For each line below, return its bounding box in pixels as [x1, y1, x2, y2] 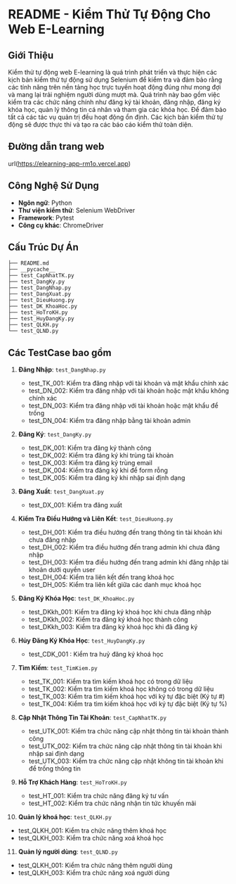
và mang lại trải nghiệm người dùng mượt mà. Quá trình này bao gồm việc [8, 91, 221, 99]
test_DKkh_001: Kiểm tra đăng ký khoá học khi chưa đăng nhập [28, 608, 211, 617]
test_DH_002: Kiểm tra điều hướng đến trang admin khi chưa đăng [28, 543, 220, 552]
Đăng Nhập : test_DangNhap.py [18, 365, 106, 374]
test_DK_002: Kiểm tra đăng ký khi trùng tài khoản [28, 451, 174, 460]
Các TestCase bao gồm [8, 346, 112, 358]
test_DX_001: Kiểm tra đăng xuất [28, 501, 122, 510]
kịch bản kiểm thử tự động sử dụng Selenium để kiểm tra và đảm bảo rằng [8, 75, 223, 84]
